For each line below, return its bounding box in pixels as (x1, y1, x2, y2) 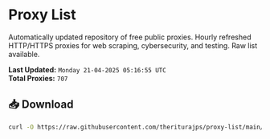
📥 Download (8, 98, 74, 112)
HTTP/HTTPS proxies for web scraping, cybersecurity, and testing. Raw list (8, 40, 258, 50)
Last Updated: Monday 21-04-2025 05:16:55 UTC (8, 64, 166, 74)
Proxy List (8, 6, 76, 24)
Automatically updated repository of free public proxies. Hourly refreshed (8, 32, 252, 42)
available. (8, 49, 40, 59)
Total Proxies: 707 (8, 73, 68, 83)
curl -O (8, 123, 35, 131)
